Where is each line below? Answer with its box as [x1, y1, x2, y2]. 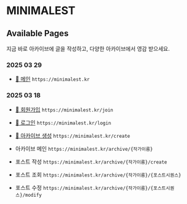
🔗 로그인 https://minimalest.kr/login [15, 119, 112, 126]
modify [25, 192, 42, 198]
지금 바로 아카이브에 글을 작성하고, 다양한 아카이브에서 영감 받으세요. [6, 45, 170, 52]
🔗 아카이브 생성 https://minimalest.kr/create [15, 132, 131, 139]
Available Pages [6, 28, 69, 39]
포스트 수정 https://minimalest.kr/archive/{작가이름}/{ [15, 184, 154, 191]
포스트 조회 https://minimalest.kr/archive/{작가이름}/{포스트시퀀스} [15, 171, 182, 178]
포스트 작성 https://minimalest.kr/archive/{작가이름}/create [15, 157, 167, 165]
